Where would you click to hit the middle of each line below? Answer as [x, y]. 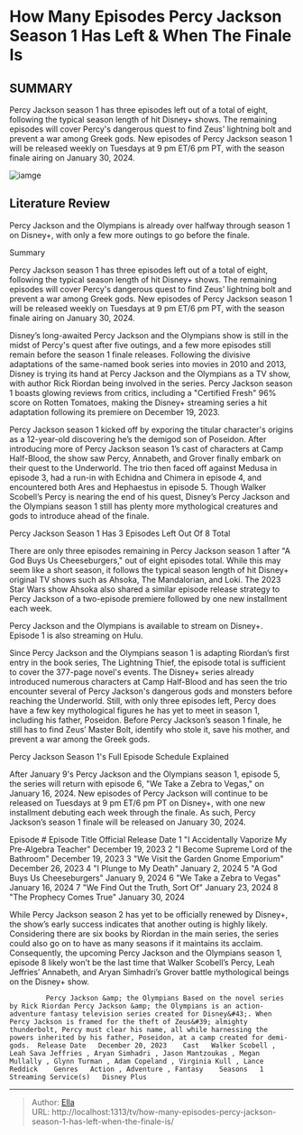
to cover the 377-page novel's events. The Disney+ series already [132, 672]
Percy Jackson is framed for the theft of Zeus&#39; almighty [129, 1021]
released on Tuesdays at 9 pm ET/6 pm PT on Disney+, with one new [138, 803]
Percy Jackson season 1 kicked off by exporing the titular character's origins [151, 429]
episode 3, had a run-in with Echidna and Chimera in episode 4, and [136, 477]
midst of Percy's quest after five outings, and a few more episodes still [140, 345]
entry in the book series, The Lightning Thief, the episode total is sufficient [147, 662]
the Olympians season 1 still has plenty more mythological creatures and [144, 506]
